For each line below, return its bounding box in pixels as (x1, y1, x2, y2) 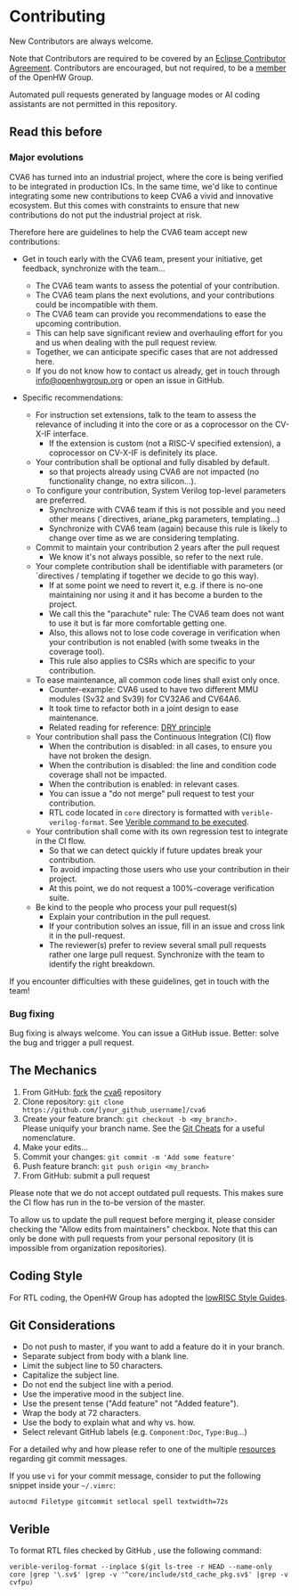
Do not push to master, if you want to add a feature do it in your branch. (21, 1341, 285, 1352)
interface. (53, 428, 89, 438)
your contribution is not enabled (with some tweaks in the (48, 636, 260, 647)
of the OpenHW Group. (9, 71, 94, 82)
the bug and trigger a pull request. (9, 1036, 135, 1048)
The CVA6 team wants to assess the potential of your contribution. (35, 280, 280, 291)
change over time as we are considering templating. (48, 532, 239, 543)
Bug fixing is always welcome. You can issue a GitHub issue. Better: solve (9, 1027, 279, 1038)
